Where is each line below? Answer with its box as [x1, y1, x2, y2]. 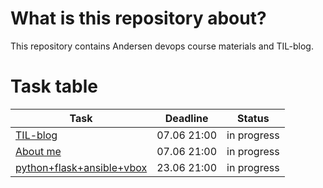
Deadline [164, 111, 209, 125]
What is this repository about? [10, 7, 267, 30]
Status [237, 111, 270, 125]
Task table [10, 75, 99, 98]
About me [15, 144, 62, 158]
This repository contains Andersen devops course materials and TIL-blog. [10, 40, 314, 52]
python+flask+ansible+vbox [15, 160, 148, 174]
